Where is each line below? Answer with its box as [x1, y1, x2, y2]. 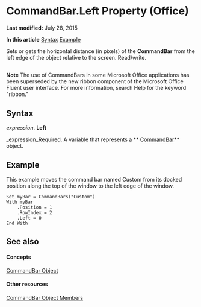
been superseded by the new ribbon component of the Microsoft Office [6, 78, 184, 85]
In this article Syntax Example [6, 36, 81, 43]
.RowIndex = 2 [17, 209, 52, 215]
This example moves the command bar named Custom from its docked [6, 176, 182, 183]
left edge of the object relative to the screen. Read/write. [6, 54, 147, 61]
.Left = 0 [17, 215, 42, 221]
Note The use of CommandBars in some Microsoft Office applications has [6, 71, 190, 79]
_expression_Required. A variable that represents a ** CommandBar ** [6, 136, 180, 143]
